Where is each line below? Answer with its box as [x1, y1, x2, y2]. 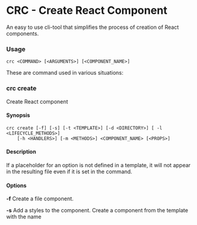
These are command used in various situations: [6, 69, 124, 76]
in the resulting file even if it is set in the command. [6, 168, 133, 175]
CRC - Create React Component [6, 4, 168, 17]
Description [6, 148, 37, 155]
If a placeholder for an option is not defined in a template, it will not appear [6, 161, 191, 168]
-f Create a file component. [6, 195, 74, 202]
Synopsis [6, 112, 31, 119]
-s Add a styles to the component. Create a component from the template [6, 207, 189, 214]
